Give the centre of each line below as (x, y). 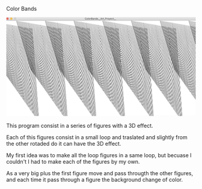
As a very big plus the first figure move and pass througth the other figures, (100, 173)
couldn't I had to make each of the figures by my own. (73, 161)
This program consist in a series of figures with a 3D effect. (80, 125)
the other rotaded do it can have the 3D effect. (64, 143)
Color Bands (22, 9)
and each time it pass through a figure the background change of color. (95, 179)
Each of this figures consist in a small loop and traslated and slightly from (97, 137)
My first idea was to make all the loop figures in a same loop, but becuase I (99, 155)
